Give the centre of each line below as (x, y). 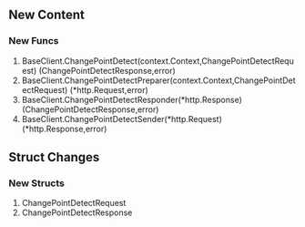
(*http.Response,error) (64, 129)
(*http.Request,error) (109, 89)
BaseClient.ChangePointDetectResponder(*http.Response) (132, 99)
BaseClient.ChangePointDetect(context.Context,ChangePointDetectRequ (158, 61)
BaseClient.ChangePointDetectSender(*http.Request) (122, 119)
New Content (47, 15)
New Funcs (34, 41)
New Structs (36, 183)
